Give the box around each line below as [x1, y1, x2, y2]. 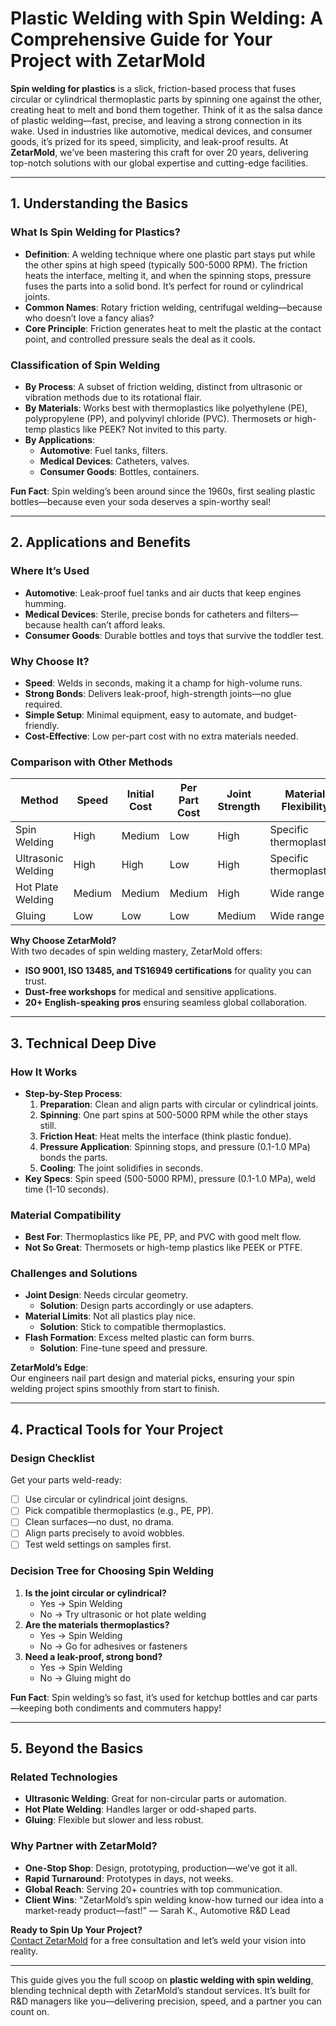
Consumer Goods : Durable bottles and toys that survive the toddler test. [24, 629, 325, 641]
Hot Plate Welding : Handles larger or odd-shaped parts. [24, 1803, 257, 1816]
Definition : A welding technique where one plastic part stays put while [24, 248, 316, 260]
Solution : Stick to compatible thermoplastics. [39, 1321, 227, 1333]
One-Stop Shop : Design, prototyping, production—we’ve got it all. [24, 1862, 298, 1874]
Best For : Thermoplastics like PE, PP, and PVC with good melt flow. [24, 1231, 302, 1243]
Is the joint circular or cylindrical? [24, 1587, 167, 1599]
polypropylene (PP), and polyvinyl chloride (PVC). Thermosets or [24, 412, 293, 424]
